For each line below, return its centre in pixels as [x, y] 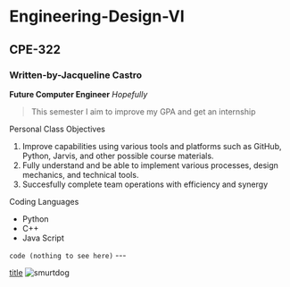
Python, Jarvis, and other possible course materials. [118, 156]
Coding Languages [44, 201]
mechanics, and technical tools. [80, 174]
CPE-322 [35, 50]
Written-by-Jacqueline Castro [76, 75]
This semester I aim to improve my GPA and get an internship [143, 111]
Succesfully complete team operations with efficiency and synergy [145, 184]
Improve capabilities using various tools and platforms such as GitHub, [152, 146]
